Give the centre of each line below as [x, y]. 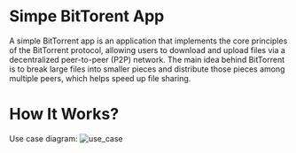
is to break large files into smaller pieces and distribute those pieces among [147, 69]
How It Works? [64, 115]
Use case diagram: [43, 138]
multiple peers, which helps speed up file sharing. [100, 78]
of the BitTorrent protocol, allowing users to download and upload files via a [148, 50]
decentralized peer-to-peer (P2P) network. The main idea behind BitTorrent [147, 59]
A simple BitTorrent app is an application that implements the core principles [148, 41]
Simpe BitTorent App [87, 16]
